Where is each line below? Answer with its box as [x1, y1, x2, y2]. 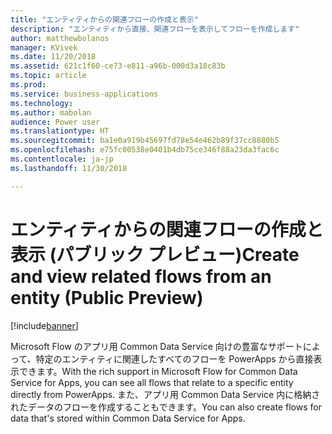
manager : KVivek [10, 42, 78, 53]
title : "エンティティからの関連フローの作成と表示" [10, 14, 199, 25]
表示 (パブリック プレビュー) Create [10, 243, 300, 266]
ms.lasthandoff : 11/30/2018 [10, 163, 128, 173]
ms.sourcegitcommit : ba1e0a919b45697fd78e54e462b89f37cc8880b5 [10, 136, 280, 146]
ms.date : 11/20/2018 [10, 52, 97, 62]
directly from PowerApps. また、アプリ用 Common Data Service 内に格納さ [10, 388, 321, 400]
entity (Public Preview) [10, 286, 204, 309]
